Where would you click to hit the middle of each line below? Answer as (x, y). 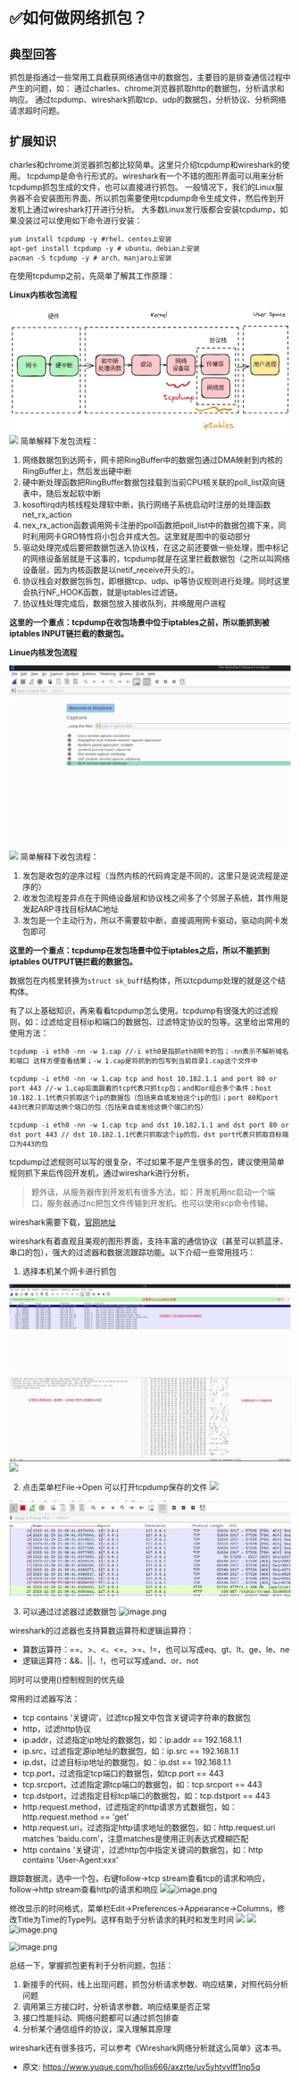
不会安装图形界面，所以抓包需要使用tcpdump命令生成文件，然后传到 (150, 198)
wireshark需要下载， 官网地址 (62, 1222)
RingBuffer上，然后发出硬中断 (77, 471)
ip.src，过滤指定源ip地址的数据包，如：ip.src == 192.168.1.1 (130, 1751)
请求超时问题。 (37, 111)
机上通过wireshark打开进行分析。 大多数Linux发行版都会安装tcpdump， (148, 209)
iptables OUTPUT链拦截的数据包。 (74, 961)
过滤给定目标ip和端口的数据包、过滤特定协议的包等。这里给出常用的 (165, 1021)
